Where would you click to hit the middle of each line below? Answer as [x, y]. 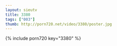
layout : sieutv [21, 10]
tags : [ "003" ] [20, 19]
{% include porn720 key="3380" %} [43, 38]
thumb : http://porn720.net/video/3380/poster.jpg [59, 24]
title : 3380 [18, 15]
